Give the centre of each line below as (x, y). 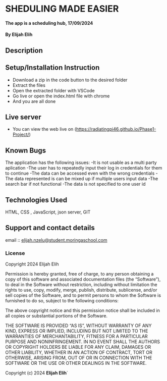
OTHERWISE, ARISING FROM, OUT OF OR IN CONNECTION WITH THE (79, 358)
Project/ (21, 135)
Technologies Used (36, 200)
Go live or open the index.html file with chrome (61, 96)
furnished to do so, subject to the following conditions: (62, 301)
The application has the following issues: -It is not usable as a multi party (81, 162)
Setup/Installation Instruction (52, 68)
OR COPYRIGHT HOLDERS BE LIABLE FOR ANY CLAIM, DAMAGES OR (78, 347)
